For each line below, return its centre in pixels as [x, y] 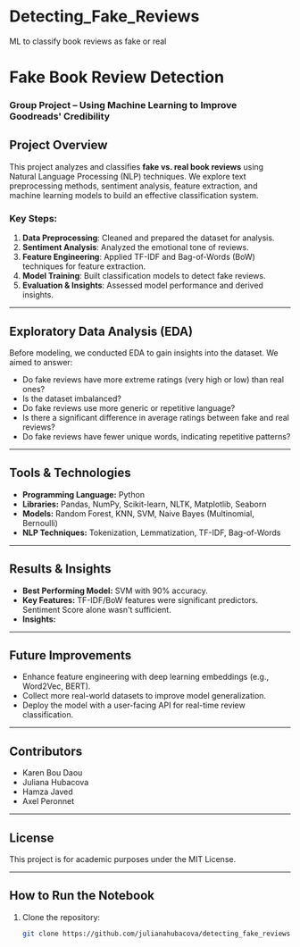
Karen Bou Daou [52, 773]
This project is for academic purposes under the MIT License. [123, 859]
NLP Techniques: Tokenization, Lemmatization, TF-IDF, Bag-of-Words [151, 532]
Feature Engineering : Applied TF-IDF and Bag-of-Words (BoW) [139, 257]
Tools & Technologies [70, 473]
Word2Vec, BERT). [56, 686]
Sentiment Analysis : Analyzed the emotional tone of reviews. [135, 247]
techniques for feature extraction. [84, 266]
